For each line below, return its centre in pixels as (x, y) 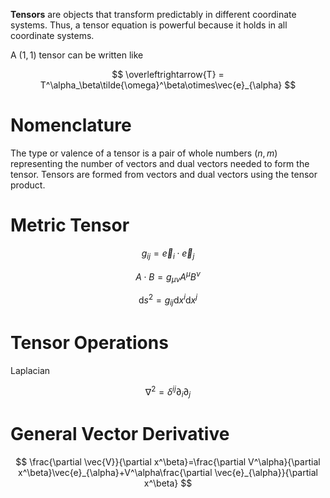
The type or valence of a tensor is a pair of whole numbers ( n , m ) (144, 153)
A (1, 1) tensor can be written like (77, 55)
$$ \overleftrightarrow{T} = (168, 74)
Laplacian (30, 370)
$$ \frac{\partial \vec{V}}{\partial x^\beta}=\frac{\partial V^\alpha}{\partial (168, 461)
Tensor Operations (89, 342)
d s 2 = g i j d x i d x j (168, 300)
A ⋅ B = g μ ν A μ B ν (168, 277)
